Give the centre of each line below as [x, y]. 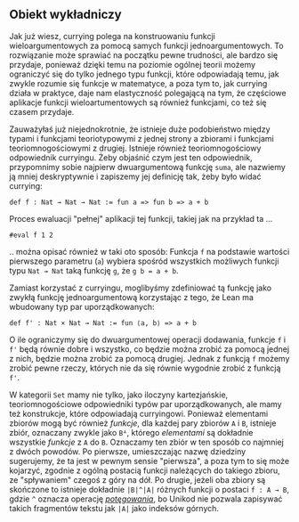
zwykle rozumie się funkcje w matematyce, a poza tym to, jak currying [138, 83]
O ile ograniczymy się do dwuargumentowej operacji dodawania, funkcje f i [148, 339]
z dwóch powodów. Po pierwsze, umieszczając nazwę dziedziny [128, 451]
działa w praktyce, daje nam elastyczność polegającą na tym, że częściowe [148, 93]
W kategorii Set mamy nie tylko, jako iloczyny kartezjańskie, [119, 395]
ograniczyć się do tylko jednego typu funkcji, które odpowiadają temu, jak [145, 74]
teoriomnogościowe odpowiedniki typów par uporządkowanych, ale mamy [145, 404]
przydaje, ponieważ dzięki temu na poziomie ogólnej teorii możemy [133, 64]
